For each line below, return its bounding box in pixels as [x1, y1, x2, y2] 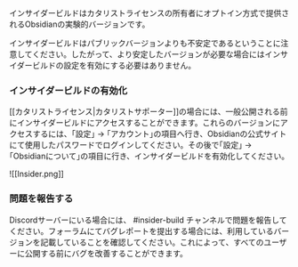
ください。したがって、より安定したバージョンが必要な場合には [32, 49, 265, 60]
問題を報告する [9, 192, 74, 205]
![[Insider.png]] [9, 168, 64, 180]
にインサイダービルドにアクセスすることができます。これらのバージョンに [9, 117, 281, 128]
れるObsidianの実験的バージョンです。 [9, 19, 150, 29]
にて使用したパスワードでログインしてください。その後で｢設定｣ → [9, 140, 253, 150]
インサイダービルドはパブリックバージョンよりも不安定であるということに [9, 38, 282, 48]
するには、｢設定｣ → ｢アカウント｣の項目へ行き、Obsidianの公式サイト [32, 128, 287, 140]
